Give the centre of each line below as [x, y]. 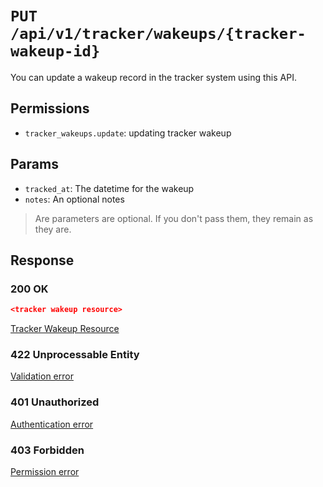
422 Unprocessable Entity [75, 355]
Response [42, 260]
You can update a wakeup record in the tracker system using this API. [153, 77]
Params [34, 164]
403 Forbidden [47, 450]
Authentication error [52, 424]
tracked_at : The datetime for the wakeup [109, 188]
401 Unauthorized [55, 402]
